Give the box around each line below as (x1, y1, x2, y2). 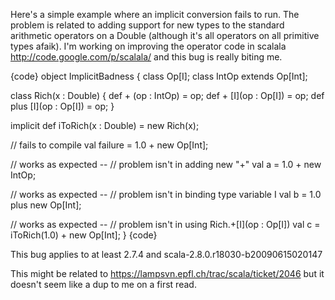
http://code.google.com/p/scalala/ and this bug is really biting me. (10, 51, 283, 63)
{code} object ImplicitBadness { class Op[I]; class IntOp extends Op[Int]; (10, 70, 308, 82)
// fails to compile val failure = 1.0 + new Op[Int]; (10, 139, 209, 151)
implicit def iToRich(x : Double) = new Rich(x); (10, 120, 200, 131)
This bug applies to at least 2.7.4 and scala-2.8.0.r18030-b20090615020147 (10, 249, 323, 260)
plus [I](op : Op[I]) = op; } (10, 100, 115, 112)
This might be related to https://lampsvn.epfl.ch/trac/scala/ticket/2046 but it (10, 268, 325, 279)
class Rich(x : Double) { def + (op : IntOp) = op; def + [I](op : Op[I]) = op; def (10, 90, 325, 101)
